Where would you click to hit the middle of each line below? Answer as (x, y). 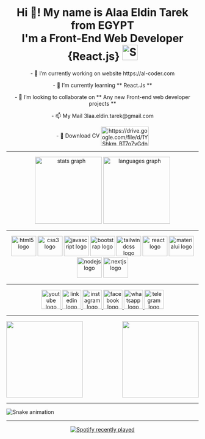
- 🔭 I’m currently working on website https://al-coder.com (103, 73)
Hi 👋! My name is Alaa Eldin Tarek (103, 13)
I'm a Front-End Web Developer (103, 39)
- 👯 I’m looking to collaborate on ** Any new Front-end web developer (103, 97)
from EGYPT (103, 25)
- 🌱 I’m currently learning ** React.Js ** (103, 85)
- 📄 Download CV (78, 135)
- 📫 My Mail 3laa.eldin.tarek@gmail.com (103, 116)
